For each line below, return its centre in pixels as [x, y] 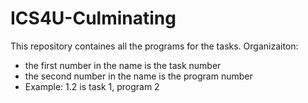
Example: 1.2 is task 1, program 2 [92, 86]
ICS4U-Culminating [93, 18]
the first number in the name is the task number [123, 65]
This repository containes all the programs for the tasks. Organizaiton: [154, 46]
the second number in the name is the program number [138, 76]
